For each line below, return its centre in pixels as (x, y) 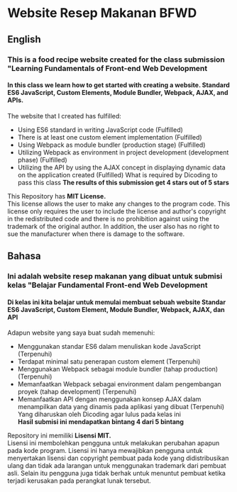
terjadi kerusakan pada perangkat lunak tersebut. (79, 481)
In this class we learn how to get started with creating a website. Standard (119, 85)
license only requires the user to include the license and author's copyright (117, 211)
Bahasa (24, 256)
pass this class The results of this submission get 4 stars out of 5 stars (123, 182)
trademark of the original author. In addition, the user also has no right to (114, 226)
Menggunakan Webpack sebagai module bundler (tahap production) (118, 369)
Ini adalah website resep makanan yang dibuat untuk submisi (115, 276)
